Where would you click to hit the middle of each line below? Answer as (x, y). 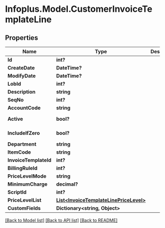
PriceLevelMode (27, 176)
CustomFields (24, 208)
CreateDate (21, 68)
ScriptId (17, 192)
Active (15, 119)
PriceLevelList (25, 200)
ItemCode (19, 152)
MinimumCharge (27, 184)
